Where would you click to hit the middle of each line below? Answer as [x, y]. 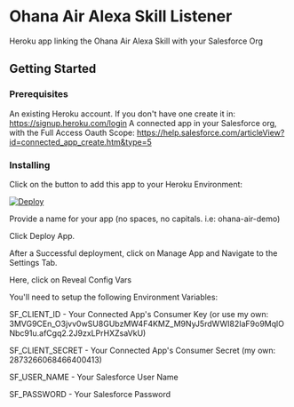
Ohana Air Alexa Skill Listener [121, 16]
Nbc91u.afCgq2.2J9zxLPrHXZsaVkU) [78, 333]
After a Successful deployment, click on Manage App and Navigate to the [143, 253]
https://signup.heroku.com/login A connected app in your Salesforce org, [143, 123]
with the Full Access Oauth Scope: [72, 132]
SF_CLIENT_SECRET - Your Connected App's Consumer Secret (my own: [143, 350]
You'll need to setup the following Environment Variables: [114, 297]
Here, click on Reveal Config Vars [70, 279]
